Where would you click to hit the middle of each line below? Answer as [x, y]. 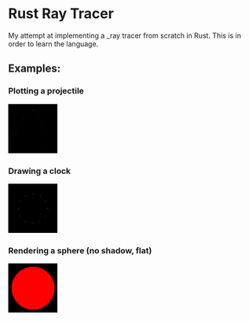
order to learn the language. [53, 43]
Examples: [35, 69]
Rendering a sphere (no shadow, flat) [80, 250]
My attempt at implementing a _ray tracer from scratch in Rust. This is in [125, 35]
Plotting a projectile [46, 91]
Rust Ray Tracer [61, 14]
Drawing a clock [40, 171]
